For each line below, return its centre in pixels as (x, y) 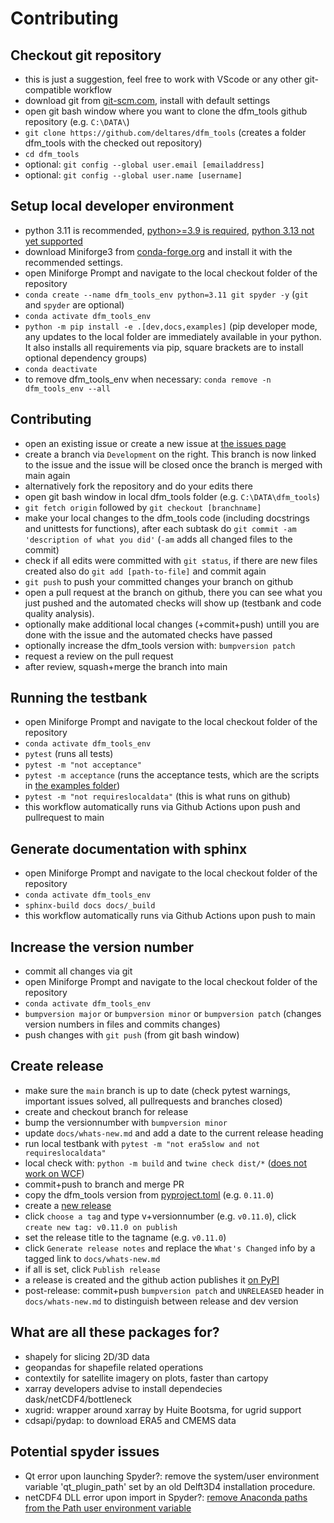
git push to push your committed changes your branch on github (159, 581)
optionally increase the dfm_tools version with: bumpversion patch (160, 645)
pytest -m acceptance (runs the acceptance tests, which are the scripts (172, 775)
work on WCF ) (54, 1173)
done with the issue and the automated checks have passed (148, 634)
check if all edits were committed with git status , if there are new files (171, 560)
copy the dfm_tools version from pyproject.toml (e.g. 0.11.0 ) (149, 1194)
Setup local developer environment (122, 206)
